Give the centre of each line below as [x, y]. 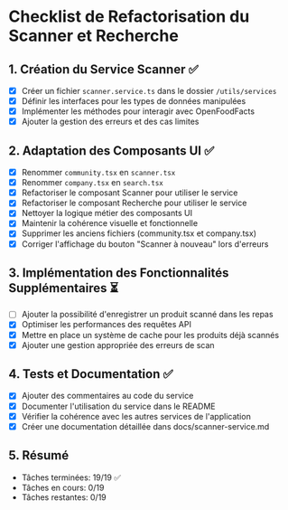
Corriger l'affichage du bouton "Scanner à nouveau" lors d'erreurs [145, 244]
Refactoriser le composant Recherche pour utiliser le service [134, 203]
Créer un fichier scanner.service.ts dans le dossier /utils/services [149, 91]
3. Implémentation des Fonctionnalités [119, 273]
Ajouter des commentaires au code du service [107, 396]
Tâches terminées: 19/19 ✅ [71, 477]
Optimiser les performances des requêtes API [106, 325]
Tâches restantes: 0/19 [64, 497]
